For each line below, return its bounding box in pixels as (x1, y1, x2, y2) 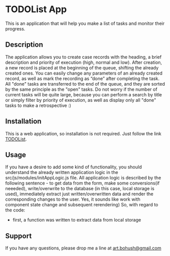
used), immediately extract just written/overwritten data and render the (5, 191, 154, 197)
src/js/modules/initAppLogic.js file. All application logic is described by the (5, 175, 161, 181)
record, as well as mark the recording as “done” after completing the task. (5, 75, 160, 82)
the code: (5, 207, 25, 213)
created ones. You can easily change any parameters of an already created (5, 70, 162, 76)
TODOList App (5, 4, 67, 15)
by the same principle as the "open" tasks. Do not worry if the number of (5, 86, 157, 92)
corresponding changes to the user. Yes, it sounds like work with (5, 196, 141, 202)
